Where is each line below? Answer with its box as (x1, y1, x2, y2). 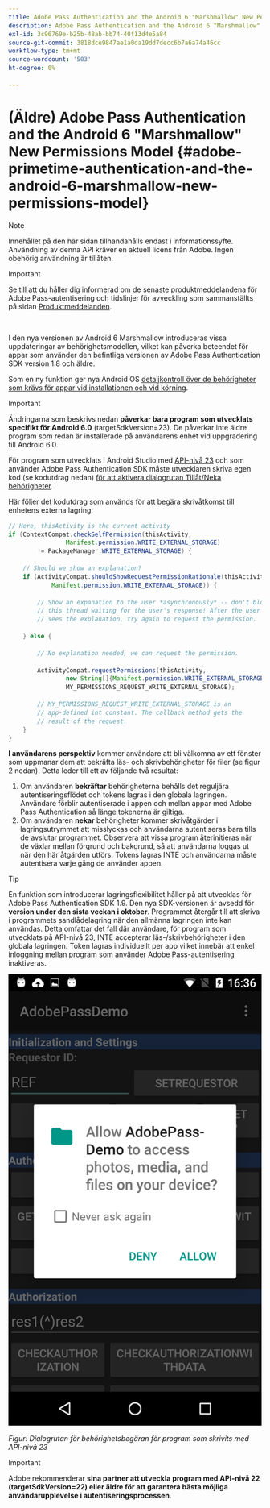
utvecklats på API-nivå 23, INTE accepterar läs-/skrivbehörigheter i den (8, 933, 246, 942)
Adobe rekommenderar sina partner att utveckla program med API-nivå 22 (8, 1473, 260, 1483)
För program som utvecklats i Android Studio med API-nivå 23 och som (8, 455, 244, 465)
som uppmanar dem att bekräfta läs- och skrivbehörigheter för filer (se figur (8, 758, 260, 767)
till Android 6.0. (8, 439, 59, 449)
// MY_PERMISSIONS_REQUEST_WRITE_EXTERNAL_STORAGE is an (37, 700, 231, 708)
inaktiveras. (8, 958, 47, 968)
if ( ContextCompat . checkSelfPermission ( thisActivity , (8, 530, 193, 538)
